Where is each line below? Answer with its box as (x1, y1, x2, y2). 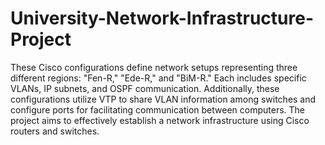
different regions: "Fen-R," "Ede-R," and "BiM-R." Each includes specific (10, 72, 307, 84)
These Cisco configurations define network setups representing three (10, 61, 298, 73)
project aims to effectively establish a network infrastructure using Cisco (10, 114, 310, 126)
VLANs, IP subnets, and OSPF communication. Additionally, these (10, 82, 280, 94)
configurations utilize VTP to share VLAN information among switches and (10, 93, 317, 105)
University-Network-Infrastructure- (10, 7, 314, 30)
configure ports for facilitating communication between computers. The (10, 103, 306, 116)
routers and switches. (10, 125, 100, 137)
